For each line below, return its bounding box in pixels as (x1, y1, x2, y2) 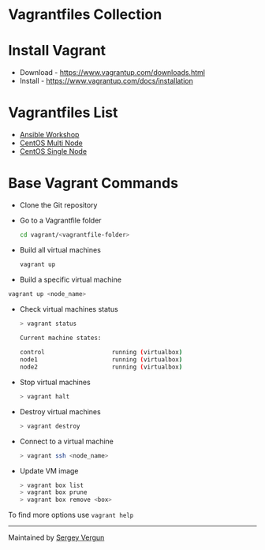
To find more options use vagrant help (8, 511, 134, 520)
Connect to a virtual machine (19, 436, 114, 446)
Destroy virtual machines (19, 406, 101, 416)
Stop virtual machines (19, 377, 91, 387)
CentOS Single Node (19, 147, 88, 156)
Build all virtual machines (19, 245, 101, 254)
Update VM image (19, 466, 79, 475)
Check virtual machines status (19, 304, 118, 313)
